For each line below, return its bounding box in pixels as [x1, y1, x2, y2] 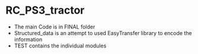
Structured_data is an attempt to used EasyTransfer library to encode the [14, 29, 192, 36]
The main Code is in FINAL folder [14, 23, 95, 30]
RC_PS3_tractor [5, 4, 85, 17]
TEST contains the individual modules [14, 42, 107, 49]
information [14, 36, 43, 43]
